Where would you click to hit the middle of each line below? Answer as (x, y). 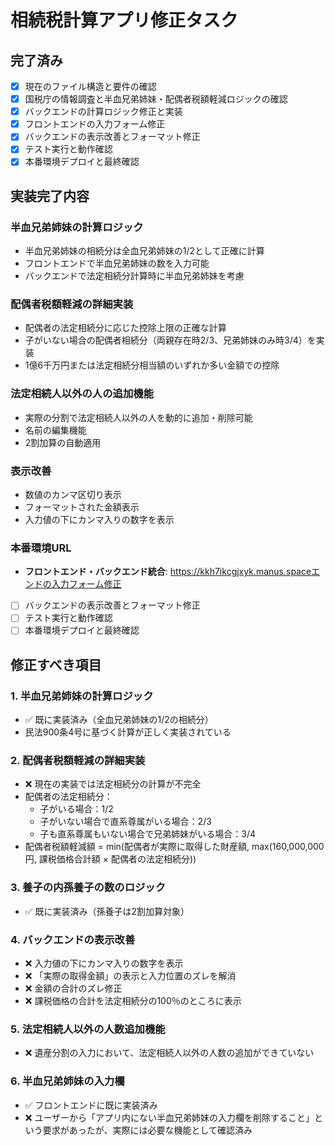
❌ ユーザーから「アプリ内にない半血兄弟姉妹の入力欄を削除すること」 (169, 1117)
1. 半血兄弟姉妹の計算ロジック (82, 696)
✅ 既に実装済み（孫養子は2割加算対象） (107, 911)
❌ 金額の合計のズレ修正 (73, 988)
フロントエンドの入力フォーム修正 (95, 124)
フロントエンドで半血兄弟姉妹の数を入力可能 (117, 263)
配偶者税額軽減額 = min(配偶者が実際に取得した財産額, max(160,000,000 (174, 847)
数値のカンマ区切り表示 (73, 495)
